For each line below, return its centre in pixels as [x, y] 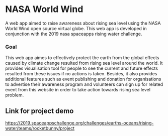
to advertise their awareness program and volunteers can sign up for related [84, 84]
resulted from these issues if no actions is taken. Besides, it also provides [81, 74]
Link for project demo [39, 111]
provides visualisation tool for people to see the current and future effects [82, 68]
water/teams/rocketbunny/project [40, 128]
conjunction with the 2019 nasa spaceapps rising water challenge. [74, 34]
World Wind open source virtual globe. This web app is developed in [76, 28]
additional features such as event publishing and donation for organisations [83, 79]
